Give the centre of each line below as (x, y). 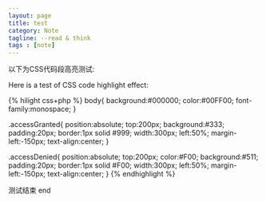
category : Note (34, 30)
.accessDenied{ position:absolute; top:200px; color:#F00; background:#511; (133, 157)
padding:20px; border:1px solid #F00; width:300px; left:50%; (109, 165)
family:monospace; (40, 109)
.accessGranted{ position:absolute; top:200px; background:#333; (117, 125)
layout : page (30, 16)
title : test (28, 23)
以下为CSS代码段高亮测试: (52, 69)
